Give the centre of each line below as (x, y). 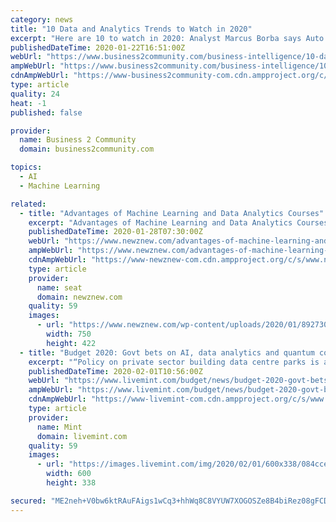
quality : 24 (35, 94)
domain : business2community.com (87, 149)
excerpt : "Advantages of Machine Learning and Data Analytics (160, 222)
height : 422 (71, 343)
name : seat (59, 287)
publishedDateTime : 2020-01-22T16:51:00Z (98, 47)
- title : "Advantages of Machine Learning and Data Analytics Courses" (172, 213)
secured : (28, 501)
